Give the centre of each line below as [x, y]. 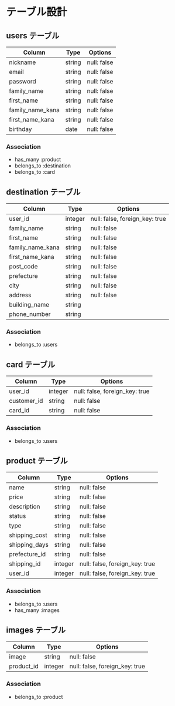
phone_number [30, 314]
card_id [19, 411]
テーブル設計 [37, 12]
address [20, 295]
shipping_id [25, 564]
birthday [20, 129]
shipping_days [29, 545]
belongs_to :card [35, 172]
